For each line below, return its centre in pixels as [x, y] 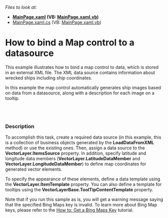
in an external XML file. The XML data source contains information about [80, 72]
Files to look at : [21, 7]
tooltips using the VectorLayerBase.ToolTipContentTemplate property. [79, 190]
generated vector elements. [34, 169]
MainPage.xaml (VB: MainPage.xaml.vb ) [55, 17]
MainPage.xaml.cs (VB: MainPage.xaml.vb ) [57, 22]
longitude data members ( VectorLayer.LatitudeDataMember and [73, 159]
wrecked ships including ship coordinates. [49, 78]
